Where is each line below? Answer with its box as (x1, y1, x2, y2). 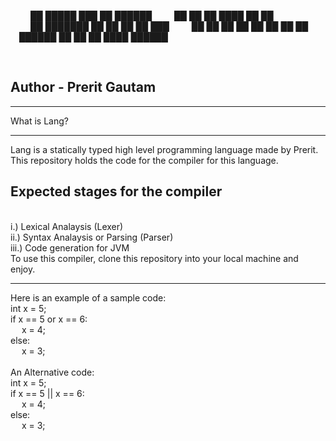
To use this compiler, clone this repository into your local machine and (10, 252, 299, 264)
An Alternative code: (10, 366, 95, 378)
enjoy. (10, 263, 36, 275)
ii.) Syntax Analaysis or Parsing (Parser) (10, 231, 174, 243)
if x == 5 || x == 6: (10, 387, 85, 399)
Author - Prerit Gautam (10, 79, 157, 96)
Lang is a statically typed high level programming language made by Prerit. (10, 143, 319, 155)
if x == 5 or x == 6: (10, 313, 88, 325)
